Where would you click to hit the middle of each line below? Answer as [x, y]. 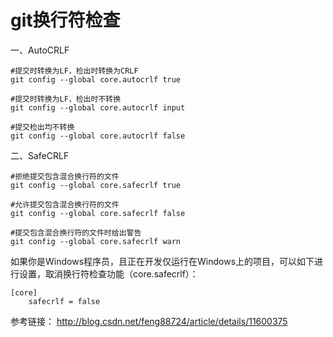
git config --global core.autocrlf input [98, 107]
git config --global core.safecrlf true [96, 185]
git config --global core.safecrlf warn [96, 241]
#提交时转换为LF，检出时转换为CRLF [74, 71]
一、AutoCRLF [40, 50]
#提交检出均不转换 [42, 127]
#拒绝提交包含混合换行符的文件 [65, 176]
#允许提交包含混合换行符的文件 [65, 204]
